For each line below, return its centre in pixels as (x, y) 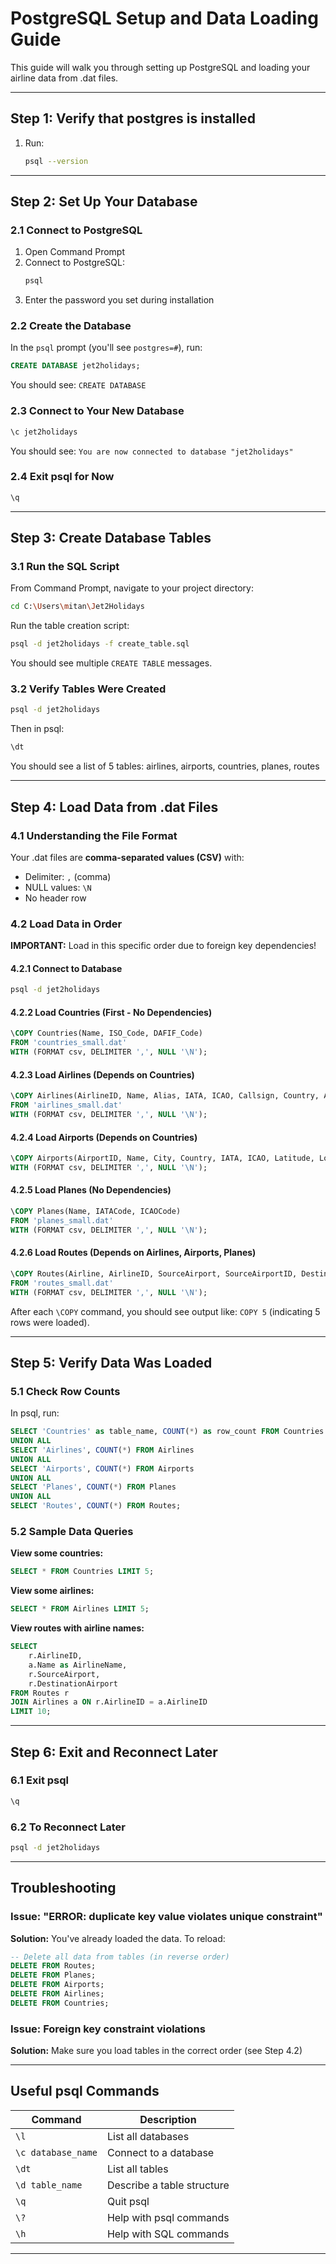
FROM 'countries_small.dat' (69, 1043)
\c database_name (56, 2152)
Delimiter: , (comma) (68, 876)
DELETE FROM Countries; (60, 2003)
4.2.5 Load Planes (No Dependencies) (91, 1190)
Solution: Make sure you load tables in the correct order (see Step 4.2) (156, 2051)
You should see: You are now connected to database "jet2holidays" (152, 451)
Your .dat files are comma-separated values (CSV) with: (127, 857)
